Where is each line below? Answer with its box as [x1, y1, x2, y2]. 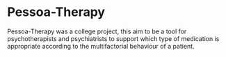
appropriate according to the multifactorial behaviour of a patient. [7, 42, 195, 50]
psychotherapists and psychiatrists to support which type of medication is [7, 34, 220, 42]
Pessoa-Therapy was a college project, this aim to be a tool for [7, 27, 187, 35]
